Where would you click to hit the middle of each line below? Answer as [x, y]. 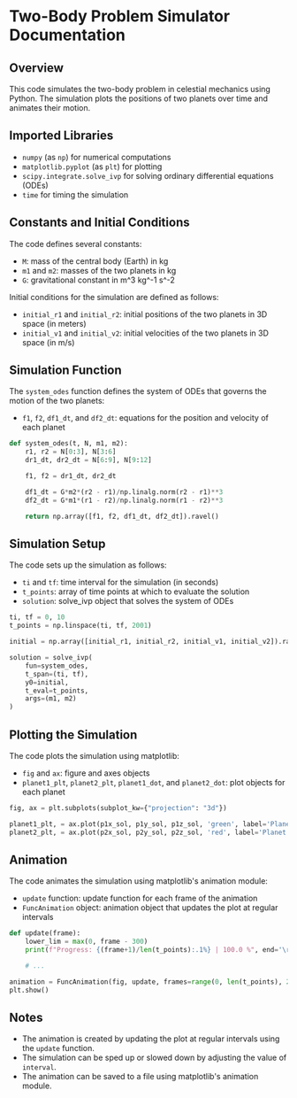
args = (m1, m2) [51, 699]
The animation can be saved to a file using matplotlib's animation [140, 1077]
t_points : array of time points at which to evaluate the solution [136, 592]
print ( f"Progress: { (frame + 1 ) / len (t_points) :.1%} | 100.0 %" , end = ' [154, 950]
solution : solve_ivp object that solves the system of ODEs [128, 601]
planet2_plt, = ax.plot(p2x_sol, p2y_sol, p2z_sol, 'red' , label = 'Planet [148, 832]
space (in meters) [54, 323]
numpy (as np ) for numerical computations [96, 157]
